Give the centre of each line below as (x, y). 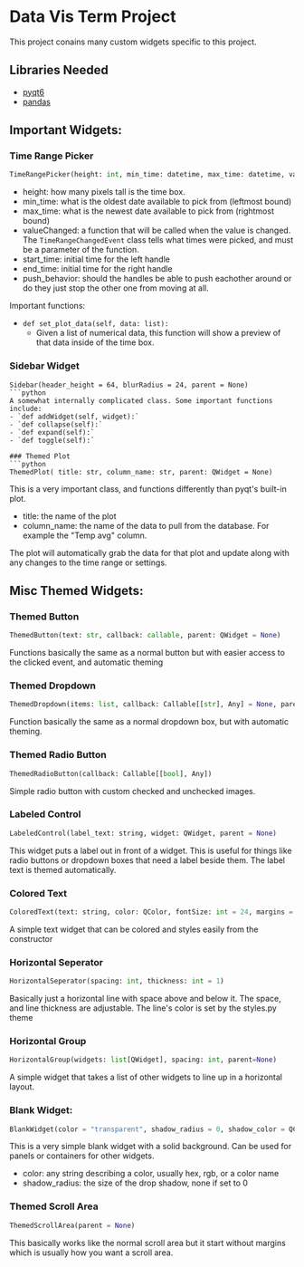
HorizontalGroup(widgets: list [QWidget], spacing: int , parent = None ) (143, 1060)
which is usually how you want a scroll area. (91, 1253)
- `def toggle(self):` (52, 440)
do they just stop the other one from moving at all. (116, 288)
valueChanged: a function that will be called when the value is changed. (157, 230)
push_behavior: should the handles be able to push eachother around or (157, 279)
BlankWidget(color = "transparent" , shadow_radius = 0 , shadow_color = (147, 1129)
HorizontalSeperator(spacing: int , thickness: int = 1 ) (117, 981)
